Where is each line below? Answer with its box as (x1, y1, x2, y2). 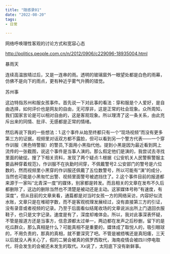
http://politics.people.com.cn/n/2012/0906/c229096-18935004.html (5, 51, 148, 57)
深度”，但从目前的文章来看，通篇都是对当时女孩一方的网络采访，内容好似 (5, 193, 158, 199)
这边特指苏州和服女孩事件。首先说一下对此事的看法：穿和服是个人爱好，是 (5, 100, 160, 106)
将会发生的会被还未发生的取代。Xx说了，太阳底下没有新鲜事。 (14, 243, 144, 249)
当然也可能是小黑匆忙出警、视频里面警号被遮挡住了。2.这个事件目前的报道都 (5, 174, 164, 180)
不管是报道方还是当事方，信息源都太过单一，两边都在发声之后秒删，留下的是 (5, 218, 165, 224)
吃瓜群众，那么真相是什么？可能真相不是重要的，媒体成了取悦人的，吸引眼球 (5, 224, 165, 230)
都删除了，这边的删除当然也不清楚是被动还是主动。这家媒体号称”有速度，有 (5, 186, 163, 192)
